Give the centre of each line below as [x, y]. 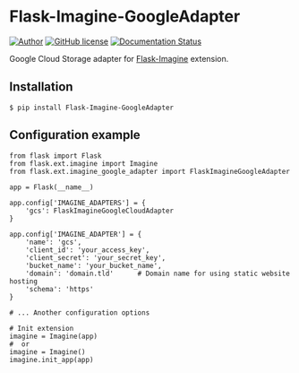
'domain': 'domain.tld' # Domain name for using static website [158, 273]
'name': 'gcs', [54, 242]
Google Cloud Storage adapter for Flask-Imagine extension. [119, 58]
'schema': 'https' [60, 289]
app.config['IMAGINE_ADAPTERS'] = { [77, 203]
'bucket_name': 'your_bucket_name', [94, 265]
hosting [24, 281]
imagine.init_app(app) [51, 360]
